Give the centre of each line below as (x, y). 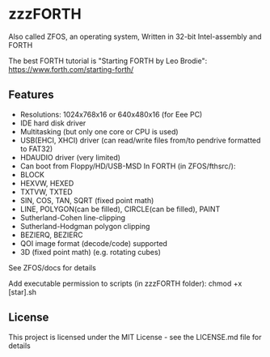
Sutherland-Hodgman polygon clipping (85, 226)
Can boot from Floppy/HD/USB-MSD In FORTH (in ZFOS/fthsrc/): (128, 166)
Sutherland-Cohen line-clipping (73, 217)
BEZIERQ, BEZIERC (51, 235)
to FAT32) (36, 149)
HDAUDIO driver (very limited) (70, 157)
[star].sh (23, 291)
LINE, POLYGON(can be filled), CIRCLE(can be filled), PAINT (120, 209)
